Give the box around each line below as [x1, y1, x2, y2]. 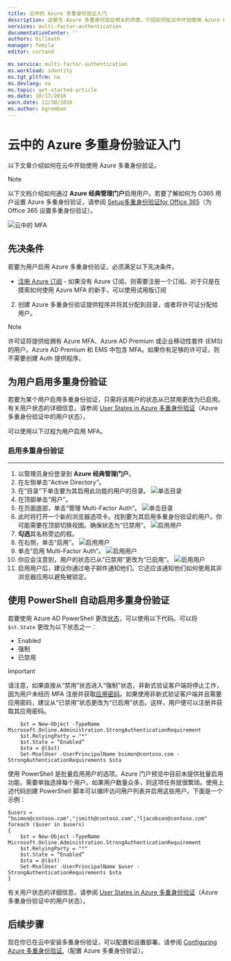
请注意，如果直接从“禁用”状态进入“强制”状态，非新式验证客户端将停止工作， [8, 681, 223, 689]
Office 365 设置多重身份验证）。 [8, 206, 97, 214]
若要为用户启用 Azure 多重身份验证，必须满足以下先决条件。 [8, 262, 178, 271]
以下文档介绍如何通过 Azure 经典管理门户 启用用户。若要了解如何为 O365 [8, 189, 215, 197]
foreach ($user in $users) [8, 821, 85, 828]
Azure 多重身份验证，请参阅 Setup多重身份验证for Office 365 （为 [27, 197, 212, 206]
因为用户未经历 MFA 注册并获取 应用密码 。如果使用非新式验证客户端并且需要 [8, 690, 222, 698]
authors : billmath [8, 36, 60, 43]
